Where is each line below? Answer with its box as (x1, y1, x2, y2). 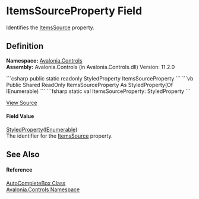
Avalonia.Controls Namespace (6, 186, 80, 193)
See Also (6, 150, 40, 160)
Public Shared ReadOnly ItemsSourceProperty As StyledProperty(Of (6, 81, 173, 88)
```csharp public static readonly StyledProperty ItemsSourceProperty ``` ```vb (6, 74, 194, 82)
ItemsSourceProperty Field (6, 4, 143, 18)
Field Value (6, 113, 34, 120)
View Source (6, 99, 37, 106)
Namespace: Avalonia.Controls (6, 57, 83, 64)
